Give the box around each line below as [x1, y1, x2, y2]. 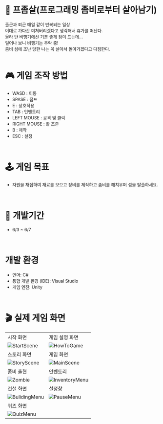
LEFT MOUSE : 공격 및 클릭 [12, 114, 65, 120]
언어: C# [12, 272, 29, 278]
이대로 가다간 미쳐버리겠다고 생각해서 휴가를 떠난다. [5, 27, 103, 33]
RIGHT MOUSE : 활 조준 [12, 121, 60, 127]
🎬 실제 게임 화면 [5, 312, 66, 323]
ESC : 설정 [12, 133, 33, 139]
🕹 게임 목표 [5, 162, 50, 173]
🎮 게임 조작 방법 [5, 70, 68, 81]
